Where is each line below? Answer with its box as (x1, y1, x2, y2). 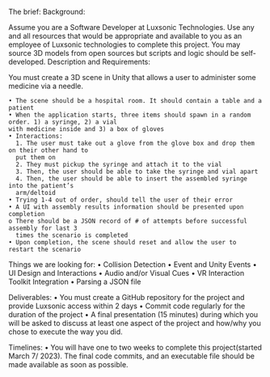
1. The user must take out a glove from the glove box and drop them (15, 139, 255, 147)
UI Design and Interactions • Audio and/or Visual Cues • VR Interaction (8, 269, 245, 277)
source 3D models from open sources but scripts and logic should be (8, 49, 239, 57)
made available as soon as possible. (8, 360, 129, 369)
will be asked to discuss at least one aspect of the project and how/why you (8, 319, 261, 328)
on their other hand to (8, 146, 89, 155)
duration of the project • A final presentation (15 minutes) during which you (8, 310, 259, 319)
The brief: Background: (8, 7, 86, 16)
